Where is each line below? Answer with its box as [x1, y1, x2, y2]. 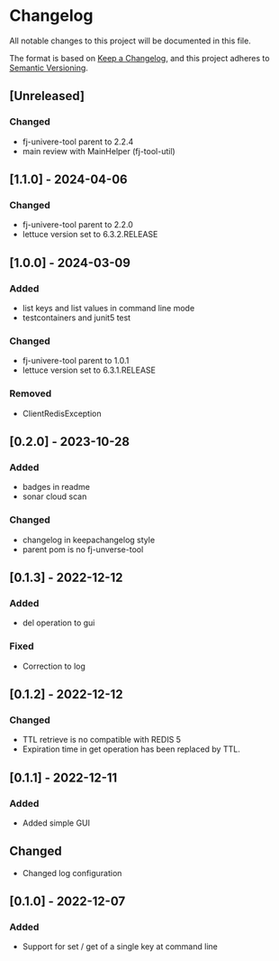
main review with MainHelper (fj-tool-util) [22, 145, 175, 156]
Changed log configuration [22, 867, 122, 878]
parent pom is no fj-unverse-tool [22, 543, 144, 555]
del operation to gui [22, 617, 95, 628]
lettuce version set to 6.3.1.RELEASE [22, 365, 156, 375]
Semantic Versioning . [9, 62, 88, 73]
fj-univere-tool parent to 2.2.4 [22, 136, 134, 147]
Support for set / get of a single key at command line [22, 941, 218, 952]
